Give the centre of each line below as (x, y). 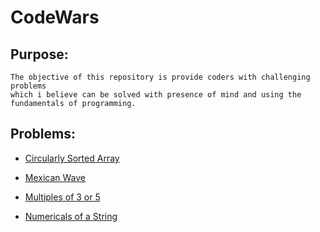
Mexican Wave (55, 177)
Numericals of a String (71, 216)
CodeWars (55, 17)
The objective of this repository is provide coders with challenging (160, 77)
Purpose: (39, 54)
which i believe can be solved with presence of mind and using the (156, 95)
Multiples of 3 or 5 (62, 197)
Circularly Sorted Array (72, 158)
